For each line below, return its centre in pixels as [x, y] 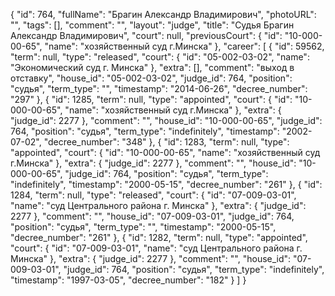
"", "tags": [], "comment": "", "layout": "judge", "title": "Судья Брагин [152, 25]
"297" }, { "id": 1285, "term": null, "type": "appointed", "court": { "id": [151, 99]
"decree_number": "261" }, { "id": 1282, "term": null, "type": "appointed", [159, 237]
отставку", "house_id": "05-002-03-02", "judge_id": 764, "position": [151, 78]
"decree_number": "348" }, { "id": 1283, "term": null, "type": [166, 142]
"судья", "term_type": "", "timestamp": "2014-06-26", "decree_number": [159, 88]
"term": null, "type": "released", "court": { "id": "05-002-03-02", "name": [160, 57]
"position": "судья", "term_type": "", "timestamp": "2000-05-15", [143, 227]
